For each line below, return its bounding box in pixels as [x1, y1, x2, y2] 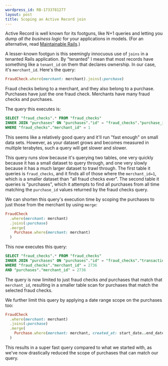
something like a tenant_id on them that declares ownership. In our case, [5, 61, 156, 68]
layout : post [5, 12, 32, 17]
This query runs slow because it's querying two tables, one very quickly [5, 154, 153, 161]
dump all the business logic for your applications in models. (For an [5, 36, 144, 42]
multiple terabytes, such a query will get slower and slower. [5, 145, 127, 151]
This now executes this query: [5, 244, 67, 250]
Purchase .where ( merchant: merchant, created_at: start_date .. [14, 331, 146, 336]
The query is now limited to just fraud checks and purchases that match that [5, 277, 162, 283]
